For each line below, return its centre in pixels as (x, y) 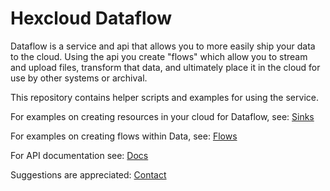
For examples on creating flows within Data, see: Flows (124, 136)
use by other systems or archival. (79, 78)
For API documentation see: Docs (79, 155)
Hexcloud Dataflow (91, 18)
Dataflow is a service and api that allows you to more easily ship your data (163, 46)
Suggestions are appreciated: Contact (88, 174)
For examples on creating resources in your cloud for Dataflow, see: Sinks (162, 116)
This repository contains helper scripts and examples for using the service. (164, 97)
